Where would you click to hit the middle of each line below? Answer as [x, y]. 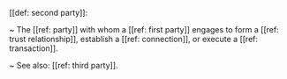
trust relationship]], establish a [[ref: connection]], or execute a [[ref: [134, 39]
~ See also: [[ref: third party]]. [64, 65]
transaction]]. [34, 48]
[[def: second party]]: [49, 13]
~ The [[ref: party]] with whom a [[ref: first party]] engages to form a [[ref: [144, 29]
